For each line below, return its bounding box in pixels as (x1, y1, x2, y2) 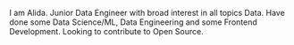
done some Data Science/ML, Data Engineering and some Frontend (9, 17, 257, 27)
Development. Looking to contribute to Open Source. (9, 26, 204, 36)
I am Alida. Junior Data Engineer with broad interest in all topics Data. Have (9, 8, 286, 18)
